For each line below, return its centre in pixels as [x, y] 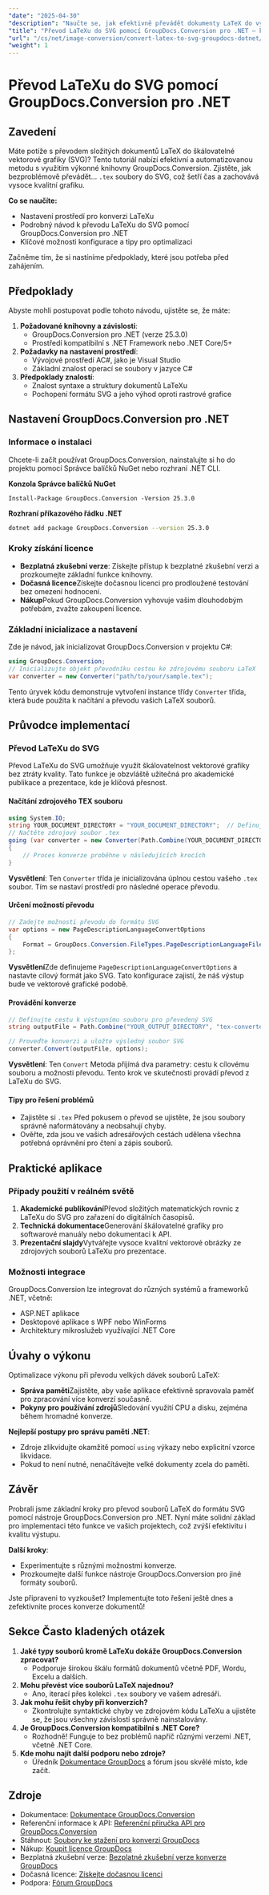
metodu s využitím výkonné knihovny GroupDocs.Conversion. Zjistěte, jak [130, 168]
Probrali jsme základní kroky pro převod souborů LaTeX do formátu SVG [127, 1508]
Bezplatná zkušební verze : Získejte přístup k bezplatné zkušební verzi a [139, 565]
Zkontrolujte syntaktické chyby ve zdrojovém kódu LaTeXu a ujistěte [144, 1711]
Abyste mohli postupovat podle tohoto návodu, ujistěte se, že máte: [119, 310]
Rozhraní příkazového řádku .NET [65, 513]
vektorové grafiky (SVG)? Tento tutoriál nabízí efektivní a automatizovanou [131, 160]
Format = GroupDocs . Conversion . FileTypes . [94, 944]
